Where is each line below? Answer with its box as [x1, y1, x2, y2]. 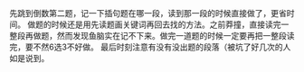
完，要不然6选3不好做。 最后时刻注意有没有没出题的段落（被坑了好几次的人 [9, 41, 291, 52]
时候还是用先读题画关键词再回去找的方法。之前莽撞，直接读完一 [51, 19, 290, 30]
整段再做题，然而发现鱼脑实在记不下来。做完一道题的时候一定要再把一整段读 [9, 31, 295, 40]
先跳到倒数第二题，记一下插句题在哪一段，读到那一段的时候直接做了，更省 [9, 8, 287, 18]
